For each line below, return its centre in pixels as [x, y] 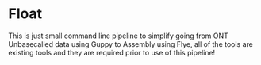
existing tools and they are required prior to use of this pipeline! [112, 52]
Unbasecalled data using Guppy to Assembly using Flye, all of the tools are [131, 44]
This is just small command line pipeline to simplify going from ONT [118, 36]
